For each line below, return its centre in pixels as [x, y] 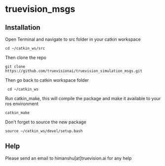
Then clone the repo [26, 57]
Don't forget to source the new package [46, 122]
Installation [23, 28]
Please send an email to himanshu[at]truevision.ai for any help [68, 158]
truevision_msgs [40, 9]
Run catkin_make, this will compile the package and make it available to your [83, 98]
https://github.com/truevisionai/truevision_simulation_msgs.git [74, 71]
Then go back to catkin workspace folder [47, 80]
